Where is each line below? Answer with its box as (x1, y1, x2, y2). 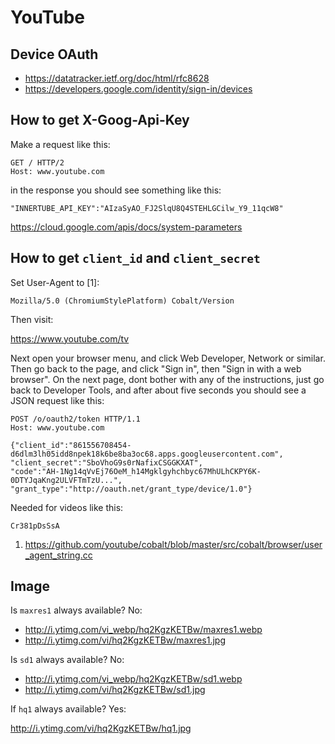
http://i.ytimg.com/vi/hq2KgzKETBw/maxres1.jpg (24, 634, 226, 646)
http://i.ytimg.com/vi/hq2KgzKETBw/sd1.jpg (24, 684, 206, 696)
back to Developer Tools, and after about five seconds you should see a (10, 384, 307, 396)
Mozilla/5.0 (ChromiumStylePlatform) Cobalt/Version (10, 296, 235, 306)
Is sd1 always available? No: (10, 654, 125, 666)
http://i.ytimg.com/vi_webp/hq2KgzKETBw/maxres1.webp (24, 624, 263, 636)
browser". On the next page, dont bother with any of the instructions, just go (10, 373, 325, 385)
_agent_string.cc (24, 549, 93, 561)
